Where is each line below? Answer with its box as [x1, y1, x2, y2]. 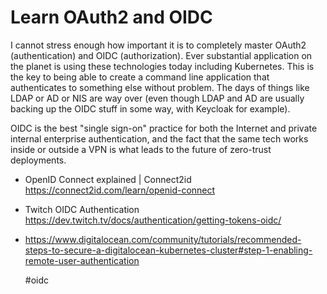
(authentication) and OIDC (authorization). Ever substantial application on [10, 49, 313, 61]
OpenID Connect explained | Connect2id [24, 173, 192, 185]
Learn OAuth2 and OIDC [10, 6, 213, 29]
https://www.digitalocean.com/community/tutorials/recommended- [24, 233, 302, 245]
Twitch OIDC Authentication [24, 203, 140, 215]
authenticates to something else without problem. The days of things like [10, 81, 310, 93]
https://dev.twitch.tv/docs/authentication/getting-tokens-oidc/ [24, 214, 282, 226]
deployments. [10, 154, 67, 166]
